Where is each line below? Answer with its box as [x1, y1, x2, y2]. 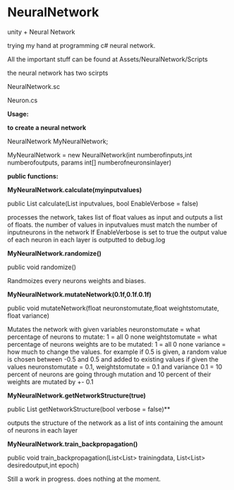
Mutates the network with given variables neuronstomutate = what [7, 325, 201, 333]
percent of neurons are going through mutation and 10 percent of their [7, 370, 211, 378]
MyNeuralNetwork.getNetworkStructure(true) [7, 391, 147, 400]
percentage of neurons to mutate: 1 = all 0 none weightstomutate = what [7, 333, 217, 341]
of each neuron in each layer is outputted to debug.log [7, 235, 166, 244]
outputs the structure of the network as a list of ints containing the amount [7, 418, 223, 427]
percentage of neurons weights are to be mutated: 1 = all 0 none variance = [7, 340, 226, 348]
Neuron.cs [7, 96, 38, 104]
